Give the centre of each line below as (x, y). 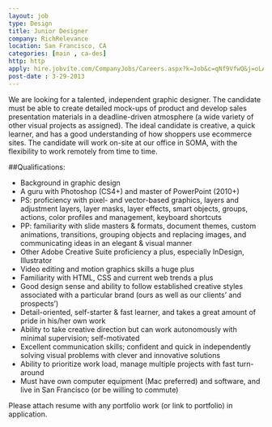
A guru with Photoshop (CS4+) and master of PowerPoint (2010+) (130, 191)
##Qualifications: (37, 166)
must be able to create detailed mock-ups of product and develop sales (127, 108)
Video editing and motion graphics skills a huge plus (107, 269)
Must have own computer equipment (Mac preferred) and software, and (140, 381)
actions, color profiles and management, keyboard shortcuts (121, 217)
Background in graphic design (70, 183)
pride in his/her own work (63, 321)
